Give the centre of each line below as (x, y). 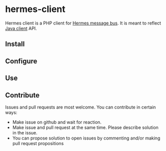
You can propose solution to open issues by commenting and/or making (86, 138)
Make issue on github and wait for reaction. (57, 122)
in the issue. (25, 132)
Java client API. (21, 28)
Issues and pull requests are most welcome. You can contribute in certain (81, 107)
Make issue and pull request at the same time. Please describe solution (85, 127)
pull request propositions (38, 143)
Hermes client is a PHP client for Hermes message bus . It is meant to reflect (83, 23)
